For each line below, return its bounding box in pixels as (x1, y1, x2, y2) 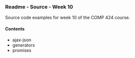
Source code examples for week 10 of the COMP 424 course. (5, 15, 130, 21)
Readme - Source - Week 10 (5, 3, 73, 10)
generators (12, 42, 35, 48)
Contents (5, 26, 25, 31)
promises (12, 47, 32, 53)
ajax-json (12, 37, 32, 43)
